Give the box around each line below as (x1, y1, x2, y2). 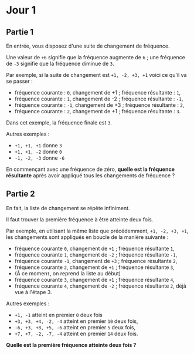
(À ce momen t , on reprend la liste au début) (14, 269, 121, 277)
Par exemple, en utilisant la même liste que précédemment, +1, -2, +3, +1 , (6, 227, 189, 234)
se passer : (6, 77, 33, 85)
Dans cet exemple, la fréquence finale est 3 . (6, 119, 113, 126)
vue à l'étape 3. (14, 288, 52, 295)
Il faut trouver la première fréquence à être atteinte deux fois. (6, 215, 154, 223)
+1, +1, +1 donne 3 (14, 142, 63, 149)
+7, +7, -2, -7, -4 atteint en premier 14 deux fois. (14, 330, 138, 337)
